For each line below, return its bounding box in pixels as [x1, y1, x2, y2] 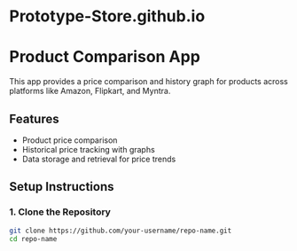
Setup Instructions [9, 179, 114, 194]
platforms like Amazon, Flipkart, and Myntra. [9, 86, 171, 97]
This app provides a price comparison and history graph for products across [9, 76, 288, 87]
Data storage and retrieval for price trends [21, 153, 176, 164]
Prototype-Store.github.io [9, 6, 206, 27]
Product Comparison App [9, 47, 201, 67]
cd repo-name [9, 234, 58, 243]
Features [9, 111, 59, 126]
